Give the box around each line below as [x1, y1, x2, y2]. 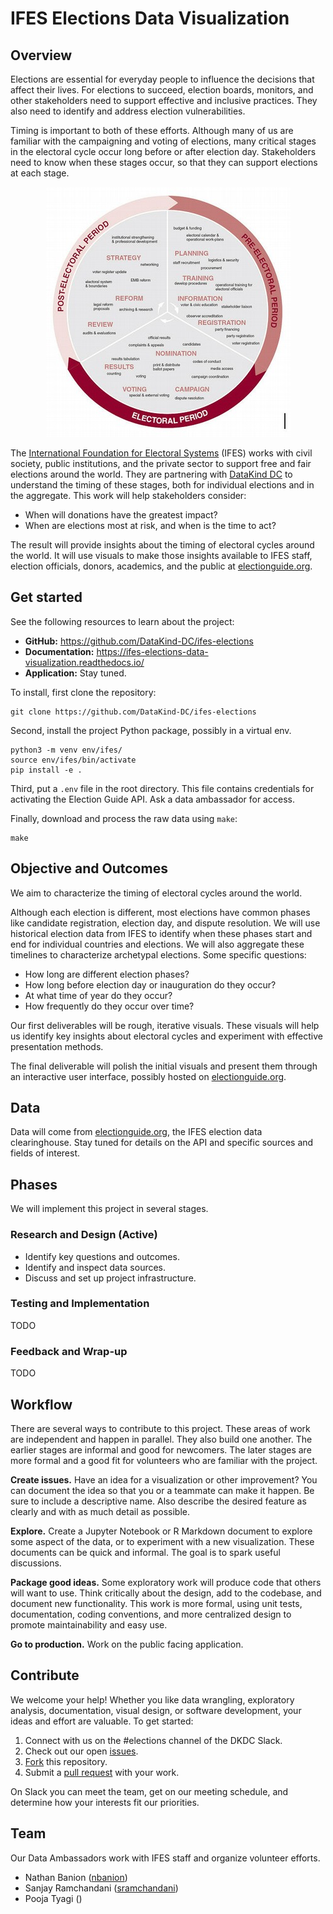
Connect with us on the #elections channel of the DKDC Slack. [24, 1734, 283, 1746]
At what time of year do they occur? [24, 989, 173, 1001]
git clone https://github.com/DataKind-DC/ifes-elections [10, 707, 257, 717]
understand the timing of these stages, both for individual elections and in [10, 479, 315, 491]
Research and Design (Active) [10, 1228, 158, 1242]
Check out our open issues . [24, 1745, 139, 1757]
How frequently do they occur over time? [24, 1000, 195, 1012]
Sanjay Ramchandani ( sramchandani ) [24, 1882, 179, 1894]
